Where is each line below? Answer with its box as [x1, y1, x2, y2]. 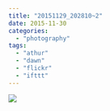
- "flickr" [15, 64, 53, 72]
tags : [8, 42, 27, 50]
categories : [8, 27, 49, 35]
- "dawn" [15, 57, 45, 65]
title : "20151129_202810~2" [8, 11, 104, 20]
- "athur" [15, 49, 49, 57]
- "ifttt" [15, 72, 49, 80]
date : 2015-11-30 [8, 19, 67, 27]
